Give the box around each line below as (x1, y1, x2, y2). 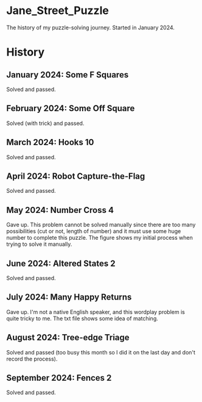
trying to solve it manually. (6, 240, 72, 248)
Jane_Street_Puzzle (6, 4, 110, 18)
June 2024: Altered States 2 (6, 258, 116, 268)
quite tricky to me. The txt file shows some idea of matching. (6, 315, 158, 322)
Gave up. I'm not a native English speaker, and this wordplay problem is (6, 308, 186, 315)
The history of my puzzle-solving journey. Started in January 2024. (6, 24, 175, 31)
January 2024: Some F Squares (6, 70, 129, 80)
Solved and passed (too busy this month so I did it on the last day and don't (6, 348, 196, 356)
